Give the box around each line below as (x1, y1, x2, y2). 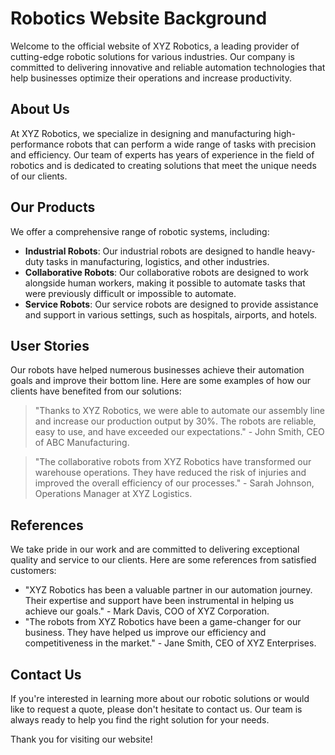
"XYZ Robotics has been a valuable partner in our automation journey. (24, 584, 313, 596)
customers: (10, 565, 57, 577)
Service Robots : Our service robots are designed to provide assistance (24, 298, 319, 310)
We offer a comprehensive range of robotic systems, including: (10, 225, 270, 237)
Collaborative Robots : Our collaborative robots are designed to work (24, 266, 309, 278)
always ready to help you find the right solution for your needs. (10, 714, 270, 726)
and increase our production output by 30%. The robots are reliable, (34, 415, 317, 427)
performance (10, 138, 65, 150)
